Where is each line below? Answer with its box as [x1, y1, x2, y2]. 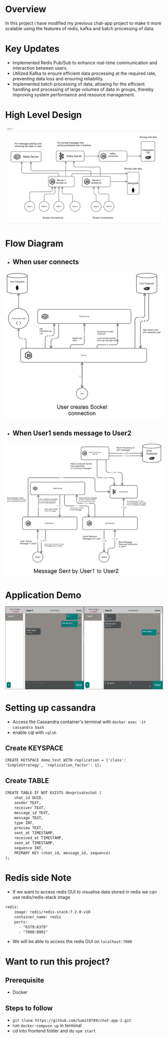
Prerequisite [5, 976, 44, 984]
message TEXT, [14, 816, 43, 821]
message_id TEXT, [14, 811, 50, 816]
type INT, [14, 821, 35, 826]
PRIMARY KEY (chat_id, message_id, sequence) [14, 851, 111, 856]
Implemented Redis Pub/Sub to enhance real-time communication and [12, 59, 157, 66]
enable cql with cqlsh [12, 729, 56, 735]
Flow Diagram [5, 238, 63, 249]
